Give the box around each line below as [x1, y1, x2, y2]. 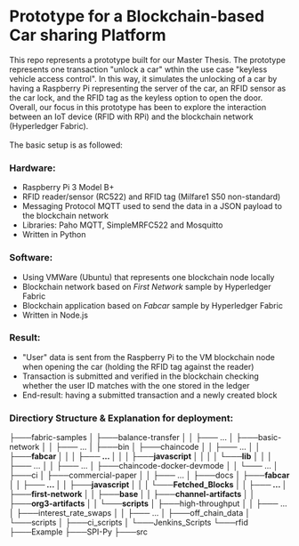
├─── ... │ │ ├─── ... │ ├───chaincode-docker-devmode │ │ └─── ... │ [9, 461, 279, 471]
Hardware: [9, 162, 56, 174]
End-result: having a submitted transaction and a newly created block [21, 389, 278, 400]
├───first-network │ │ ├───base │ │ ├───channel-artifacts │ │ [9, 489, 255, 500]
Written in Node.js [21, 309, 89, 320]
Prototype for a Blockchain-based [9, 6, 265, 27]
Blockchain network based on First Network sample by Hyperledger [21, 281, 271, 292]
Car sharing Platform [9, 25, 166, 45]
